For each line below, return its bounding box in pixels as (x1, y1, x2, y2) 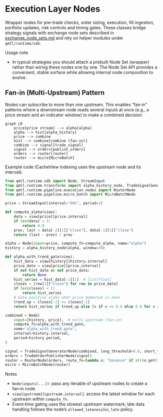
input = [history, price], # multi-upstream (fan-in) (14, 317, 123, 322)
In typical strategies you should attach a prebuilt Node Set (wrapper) (12, 59, 149, 65)
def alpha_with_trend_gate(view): (5, 254, 75, 259)
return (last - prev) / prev (14, 232, 73, 237)
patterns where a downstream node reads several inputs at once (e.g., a (5, 107, 149, 112)
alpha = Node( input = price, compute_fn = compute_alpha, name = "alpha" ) (5, 241, 147, 246)
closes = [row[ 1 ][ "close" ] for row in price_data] (14, 281, 118, 287)
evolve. (12, 74, 27, 80)
